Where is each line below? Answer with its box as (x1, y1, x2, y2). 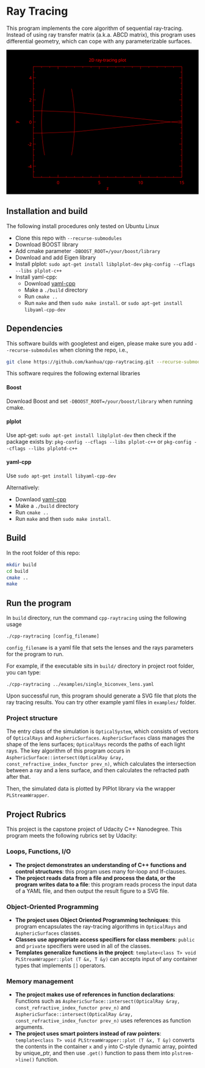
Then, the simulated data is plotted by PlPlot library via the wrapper (6, 785, 176, 792)
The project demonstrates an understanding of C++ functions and (15, 861, 187, 869)
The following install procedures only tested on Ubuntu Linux (6, 222, 160, 230)
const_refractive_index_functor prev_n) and (15, 1004, 131, 1011)
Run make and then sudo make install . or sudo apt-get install (24, 299, 183, 306)
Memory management (6, 977, 74, 985)
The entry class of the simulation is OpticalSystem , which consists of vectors (6, 727, 199, 735)
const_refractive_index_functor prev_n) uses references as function (15, 1017, 191, 1025)
